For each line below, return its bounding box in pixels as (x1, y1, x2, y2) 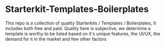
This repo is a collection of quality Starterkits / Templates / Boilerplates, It (5, 20, 156, 26)
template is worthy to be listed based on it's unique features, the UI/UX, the (5, 30, 160, 36)
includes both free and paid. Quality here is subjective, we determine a (5, 25, 151, 31)
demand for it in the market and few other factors (5, 36, 106, 42)
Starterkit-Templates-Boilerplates (5, 3, 149, 15)
